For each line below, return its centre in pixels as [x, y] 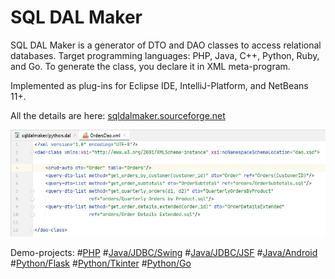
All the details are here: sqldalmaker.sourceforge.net [118, 115]
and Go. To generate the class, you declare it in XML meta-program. [150, 66]
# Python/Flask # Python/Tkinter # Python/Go [101, 263]
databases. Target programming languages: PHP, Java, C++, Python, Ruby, [165, 55]
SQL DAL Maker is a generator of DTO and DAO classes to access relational [166, 45]
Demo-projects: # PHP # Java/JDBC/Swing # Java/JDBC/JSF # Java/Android [164, 252]
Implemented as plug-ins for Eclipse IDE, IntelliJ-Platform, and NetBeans [159, 85]
